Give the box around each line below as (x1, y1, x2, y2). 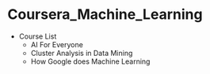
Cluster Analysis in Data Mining (30, 48, 133, 57)
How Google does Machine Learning (30, 57, 151, 66)
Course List (18, 31, 57, 41)
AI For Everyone (30, 39, 84, 49)
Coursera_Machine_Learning (7, 6, 203, 24)
